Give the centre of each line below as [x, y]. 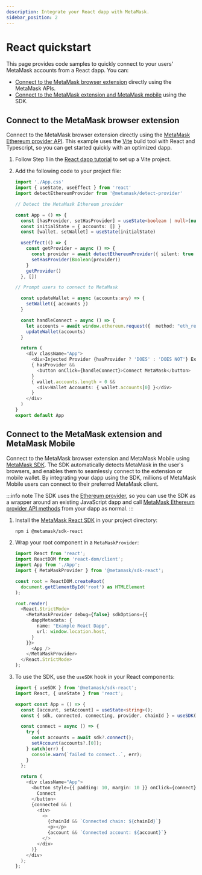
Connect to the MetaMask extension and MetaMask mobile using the [100, 95]
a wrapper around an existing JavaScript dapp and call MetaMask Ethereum [100, 502]
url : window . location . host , [72, 631]
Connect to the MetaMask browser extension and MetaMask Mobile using [98, 458]
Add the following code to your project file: [68, 171]
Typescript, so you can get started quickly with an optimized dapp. [89, 148]
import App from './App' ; [47, 565]
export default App [39, 415]
